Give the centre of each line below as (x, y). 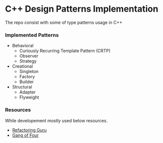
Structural (22, 87)
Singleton (29, 71)
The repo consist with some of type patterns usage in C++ (64, 22)
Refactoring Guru (29, 130)
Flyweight (29, 97)
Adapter (27, 92)
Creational (22, 66)
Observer (29, 56)
